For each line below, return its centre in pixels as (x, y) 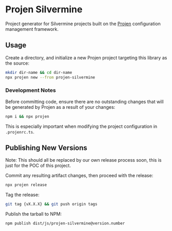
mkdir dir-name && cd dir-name (39, 72)
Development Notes (31, 90)
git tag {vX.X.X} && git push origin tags (51, 204)
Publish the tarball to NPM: (34, 214)
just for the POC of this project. (38, 166)
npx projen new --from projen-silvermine (50, 77)
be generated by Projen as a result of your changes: (60, 107)
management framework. (32, 29)
